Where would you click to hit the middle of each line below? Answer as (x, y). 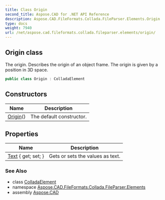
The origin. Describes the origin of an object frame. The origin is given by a (82, 64)
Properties (22, 134)
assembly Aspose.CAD (36, 192)
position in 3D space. (27, 70)
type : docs (16, 23)
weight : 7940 (19, 28)
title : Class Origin (26, 10)
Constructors (26, 94)
